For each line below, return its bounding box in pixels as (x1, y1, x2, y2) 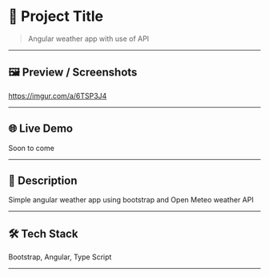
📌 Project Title (8, 7, 104, 26)
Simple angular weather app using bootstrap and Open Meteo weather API (8, 195, 254, 205)
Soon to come (8, 143, 54, 153)
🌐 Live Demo (8, 122, 74, 136)
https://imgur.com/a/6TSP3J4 (8, 91, 107, 100)
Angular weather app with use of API (27, 34, 150, 43)
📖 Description (8, 173, 78, 187)
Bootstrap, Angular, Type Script (8, 252, 112, 262)
